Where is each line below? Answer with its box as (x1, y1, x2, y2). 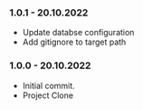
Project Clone (22, 89, 74, 101)
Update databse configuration (22, 27, 135, 38)
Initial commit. (22, 80, 75, 91)
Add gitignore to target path (22, 36, 127, 47)
